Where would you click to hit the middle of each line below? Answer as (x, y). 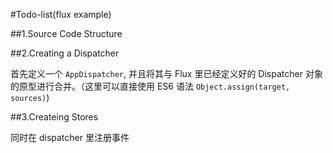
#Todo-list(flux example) (61, 14)
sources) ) (30, 97)
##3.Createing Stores (54, 117)
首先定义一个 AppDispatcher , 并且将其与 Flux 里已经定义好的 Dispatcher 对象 (166, 73)
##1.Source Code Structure (66, 33)
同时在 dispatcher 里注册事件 (70, 137)
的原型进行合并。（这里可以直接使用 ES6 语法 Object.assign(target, (150, 86)
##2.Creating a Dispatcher (65, 53)
